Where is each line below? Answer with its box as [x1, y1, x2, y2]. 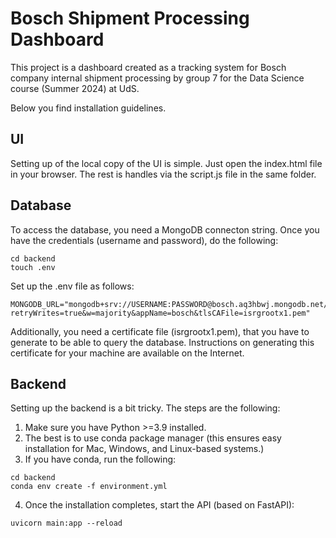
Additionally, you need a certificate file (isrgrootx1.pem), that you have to [10, 325, 310, 337]
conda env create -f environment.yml [10, 482, 168, 492]
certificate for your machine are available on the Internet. [10, 347, 245, 359]
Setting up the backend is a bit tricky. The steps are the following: [10, 402, 281, 414]
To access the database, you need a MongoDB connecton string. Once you [10, 223, 320, 236]
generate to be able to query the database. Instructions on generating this [10, 336, 315, 348]
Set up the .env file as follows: [10, 280, 135, 292]
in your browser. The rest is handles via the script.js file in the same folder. [10, 168, 317, 180]
